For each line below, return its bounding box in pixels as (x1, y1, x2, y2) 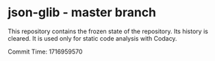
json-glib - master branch (8, 5, 157, 20)
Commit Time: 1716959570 (8, 47, 83, 56)
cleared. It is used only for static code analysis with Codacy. (8, 34, 177, 42)
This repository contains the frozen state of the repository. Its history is (8, 27, 208, 35)
